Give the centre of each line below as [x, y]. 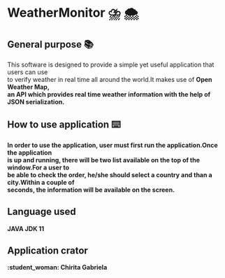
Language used [42, 212]
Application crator [48, 251]
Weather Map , [29, 87]
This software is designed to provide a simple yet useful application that [111, 64]
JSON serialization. [36, 102]
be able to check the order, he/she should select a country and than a [110, 174]
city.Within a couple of [41, 182]
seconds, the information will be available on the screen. [91, 190]
